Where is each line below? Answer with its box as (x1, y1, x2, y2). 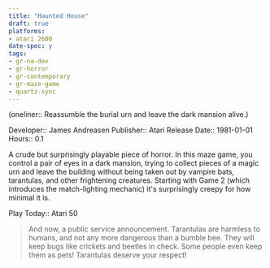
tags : (8, 50, 27, 58)
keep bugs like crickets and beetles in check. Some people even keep (28, 241, 263, 252)
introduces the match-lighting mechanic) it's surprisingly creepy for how (8, 184, 251, 194)
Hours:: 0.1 (8, 134, 44, 144)
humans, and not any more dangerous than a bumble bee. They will (28, 233, 255, 243)
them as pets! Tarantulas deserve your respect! (28, 250, 187, 260)
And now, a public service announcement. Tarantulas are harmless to (28, 224, 260, 234)
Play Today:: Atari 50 (8, 209, 79, 218)
